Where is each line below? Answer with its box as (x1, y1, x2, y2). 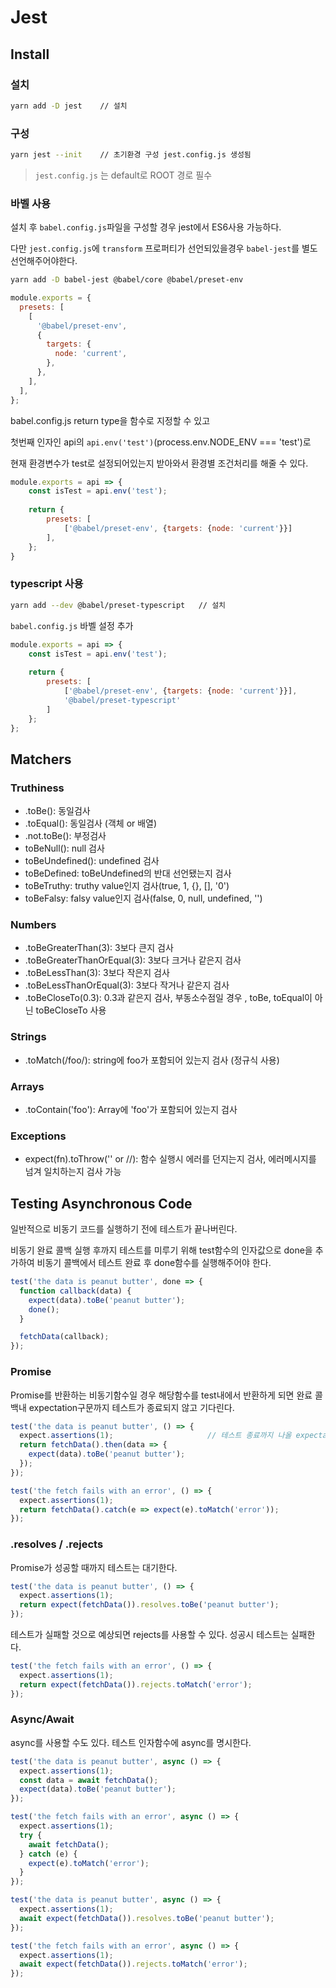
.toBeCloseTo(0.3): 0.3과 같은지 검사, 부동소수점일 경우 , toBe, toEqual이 (24, 992, 313, 1004)
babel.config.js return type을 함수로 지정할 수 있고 (10, 414, 211, 426)
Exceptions (10, 1129, 67, 1143)
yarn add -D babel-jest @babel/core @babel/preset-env (10, 275, 244, 285)
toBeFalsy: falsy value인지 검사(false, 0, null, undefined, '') (24, 892, 263, 905)
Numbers (10, 918, 57, 931)
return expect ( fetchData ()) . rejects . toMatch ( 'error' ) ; (19, 1679, 253, 1690)
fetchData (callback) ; (19, 1332, 110, 1342)
